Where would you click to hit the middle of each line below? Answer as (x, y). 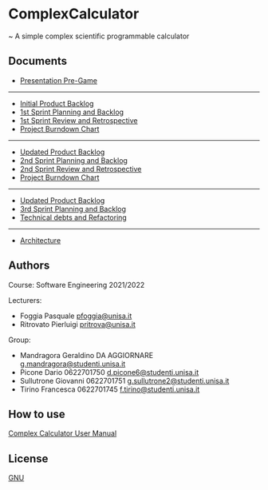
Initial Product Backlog (57, 103)
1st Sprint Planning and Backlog (72, 112)
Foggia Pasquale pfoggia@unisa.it (76, 316)
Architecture (40, 240)
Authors (29, 266)
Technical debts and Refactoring (73, 217)
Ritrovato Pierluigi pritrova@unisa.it (77, 324)
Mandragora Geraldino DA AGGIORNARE (87, 355)
